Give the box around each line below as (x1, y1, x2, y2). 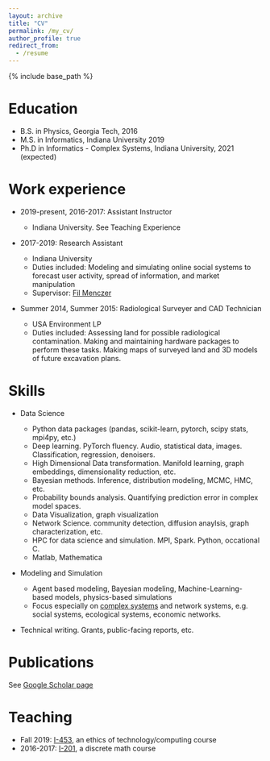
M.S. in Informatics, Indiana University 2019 (19, 135, 165, 144)
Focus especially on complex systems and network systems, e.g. (31, 601, 248, 610)
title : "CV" (8, 19, 48, 27)
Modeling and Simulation (19, 568, 103, 577)
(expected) (19, 152, 57, 161)
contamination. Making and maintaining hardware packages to (31, 336, 239, 346)
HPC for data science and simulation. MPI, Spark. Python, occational (31, 535, 260, 545)
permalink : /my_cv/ (8, 27, 74, 35)
